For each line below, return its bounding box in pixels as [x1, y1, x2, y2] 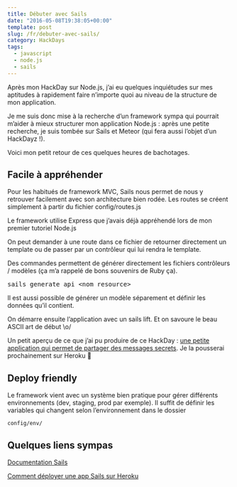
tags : [7, 43, 23, 50]
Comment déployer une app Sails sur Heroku [7, 472, 139, 481]
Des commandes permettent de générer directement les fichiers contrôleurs [7, 259, 231, 267]
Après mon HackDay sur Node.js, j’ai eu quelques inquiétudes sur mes [7, 82, 213, 91]
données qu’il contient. [7, 301, 75, 310]
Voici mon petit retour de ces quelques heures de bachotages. [7, 148, 190, 156]
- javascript [13, 50, 53, 58]
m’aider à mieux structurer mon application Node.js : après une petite [7, 119, 209, 128]
